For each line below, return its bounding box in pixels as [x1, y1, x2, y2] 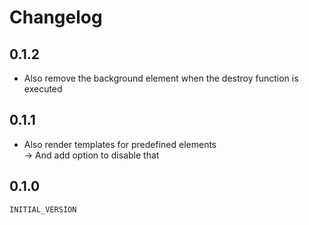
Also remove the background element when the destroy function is [23, 72, 299, 84]
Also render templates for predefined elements [23, 138, 217, 150]
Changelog [9, 6, 103, 29]
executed [23, 83, 63, 95]
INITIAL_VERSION [9, 204, 77, 215]
